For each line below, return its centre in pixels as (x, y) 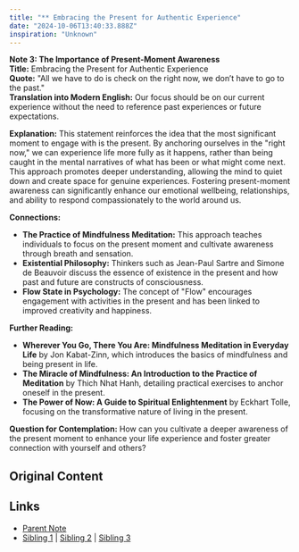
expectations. (34, 116)
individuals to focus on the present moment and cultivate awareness (148, 244)
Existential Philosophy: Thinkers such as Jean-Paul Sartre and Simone (153, 263)
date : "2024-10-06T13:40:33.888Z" (74, 26)
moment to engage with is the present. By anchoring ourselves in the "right (147, 143)
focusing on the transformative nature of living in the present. (135, 412)
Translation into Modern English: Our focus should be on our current (137, 97)
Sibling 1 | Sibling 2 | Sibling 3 (76, 538)
